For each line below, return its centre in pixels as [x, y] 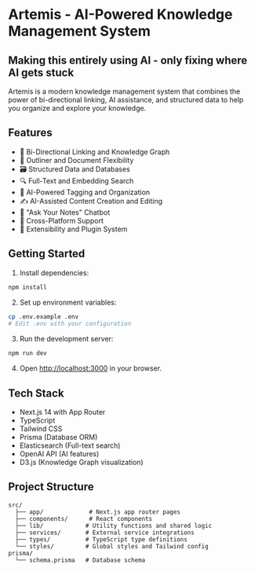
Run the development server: [66, 339]
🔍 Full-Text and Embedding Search [76, 181]
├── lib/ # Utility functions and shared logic [114, 526]
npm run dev [27, 353]
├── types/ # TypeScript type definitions [102, 539]
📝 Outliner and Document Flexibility [76, 160]
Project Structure [51, 487]
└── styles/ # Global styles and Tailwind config [112, 546]
